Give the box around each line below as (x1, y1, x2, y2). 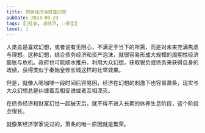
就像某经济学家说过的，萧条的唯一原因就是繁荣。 (6, 120, 129, 128)
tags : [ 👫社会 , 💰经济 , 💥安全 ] (6, 20, 77, 26)
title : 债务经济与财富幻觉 (6, 9, 67, 15)
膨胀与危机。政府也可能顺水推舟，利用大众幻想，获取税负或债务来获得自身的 (6, 59, 199, 66)
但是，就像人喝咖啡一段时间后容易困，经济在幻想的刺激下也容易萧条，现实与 (6, 79, 199, 87)
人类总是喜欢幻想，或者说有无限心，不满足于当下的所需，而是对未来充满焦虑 (6, 43, 199, 51)
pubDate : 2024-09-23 (6, 15, 59, 21)
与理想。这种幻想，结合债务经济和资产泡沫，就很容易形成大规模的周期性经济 (6, 51, 199, 59)
